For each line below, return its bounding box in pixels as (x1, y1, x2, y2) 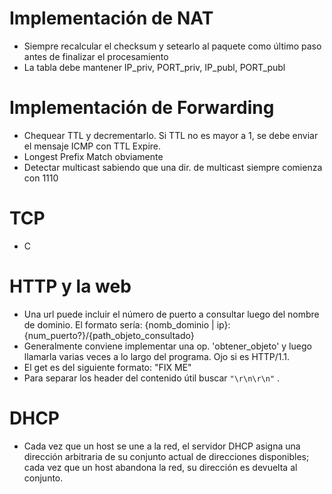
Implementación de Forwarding (9, 97, 275, 119)
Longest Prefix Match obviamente (23, 150, 164, 162)
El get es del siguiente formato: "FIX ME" (23, 361, 192, 373)
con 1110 (23, 172, 59, 184)
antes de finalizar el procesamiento (23, 50, 169, 62)
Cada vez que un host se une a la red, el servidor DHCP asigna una (23, 440, 301, 452)
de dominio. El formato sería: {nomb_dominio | (23, 318, 215, 331)
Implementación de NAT (9, 7, 214, 30)
